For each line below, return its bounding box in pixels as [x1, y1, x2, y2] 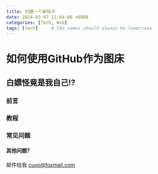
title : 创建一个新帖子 [6, 8, 56, 15]
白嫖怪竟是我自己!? [6, 77, 76, 87]
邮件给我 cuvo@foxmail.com [6, 161, 75, 168]
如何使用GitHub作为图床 [6, 52, 124, 65]
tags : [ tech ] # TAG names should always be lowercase [6, 25, 152, 31]
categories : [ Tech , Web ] [6, 19, 67, 25]
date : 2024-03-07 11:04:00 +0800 [6, 14, 89, 20]
